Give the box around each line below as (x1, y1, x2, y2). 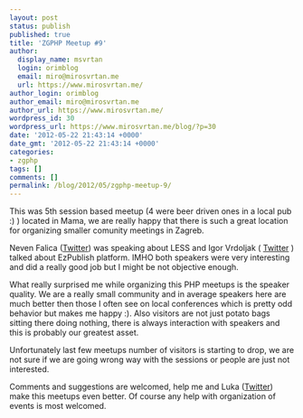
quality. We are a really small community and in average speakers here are (9, 289, 287, 300)
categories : (9, 147, 54, 156)
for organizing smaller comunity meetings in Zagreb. (9, 225, 205, 236)
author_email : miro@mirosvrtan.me (9, 97, 140, 107)
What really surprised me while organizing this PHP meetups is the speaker (9, 279, 290, 290)
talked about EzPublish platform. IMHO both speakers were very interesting (9, 252, 290, 263)
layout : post (9, 13, 59, 23)
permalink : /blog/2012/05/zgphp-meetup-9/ (9, 181, 172, 190)
